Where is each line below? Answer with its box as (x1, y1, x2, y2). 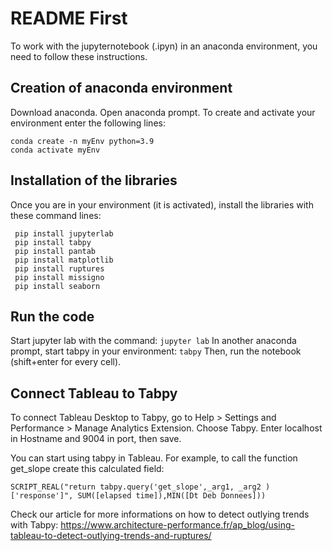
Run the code (10, 308, 95, 325)
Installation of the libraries (10, 172, 178, 189)
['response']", (10, 491, 74, 501)
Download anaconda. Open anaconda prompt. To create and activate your (10, 106, 316, 118)
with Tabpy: (10, 519, 59, 531)
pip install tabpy (14, 237, 92, 247)
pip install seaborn (14, 281, 101, 291)
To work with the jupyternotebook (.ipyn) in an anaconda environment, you (10, 40, 318, 52)
